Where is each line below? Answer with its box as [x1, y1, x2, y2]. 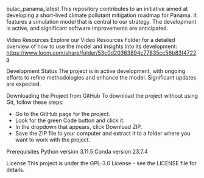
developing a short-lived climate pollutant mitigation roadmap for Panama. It [6, 12, 197, 19]
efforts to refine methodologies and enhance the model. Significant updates [6, 74, 197, 81]
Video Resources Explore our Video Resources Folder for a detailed [6, 36, 175, 43]
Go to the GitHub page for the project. [15, 111, 111, 117]
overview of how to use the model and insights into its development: [6, 43, 178, 50]
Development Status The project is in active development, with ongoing [6, 67, 186, 75]
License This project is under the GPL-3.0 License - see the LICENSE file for [6, 160, 197, 166]
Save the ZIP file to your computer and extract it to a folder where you [15, 130, 191, 137]
